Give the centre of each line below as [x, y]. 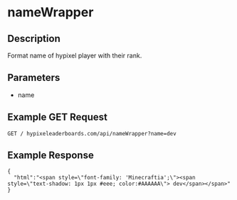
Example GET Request [58, 117]
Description [34, 39]
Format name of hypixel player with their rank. [75, 55]
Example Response [51, 156]
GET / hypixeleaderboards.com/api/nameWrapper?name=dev [92, 133]
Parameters [34, 78]
